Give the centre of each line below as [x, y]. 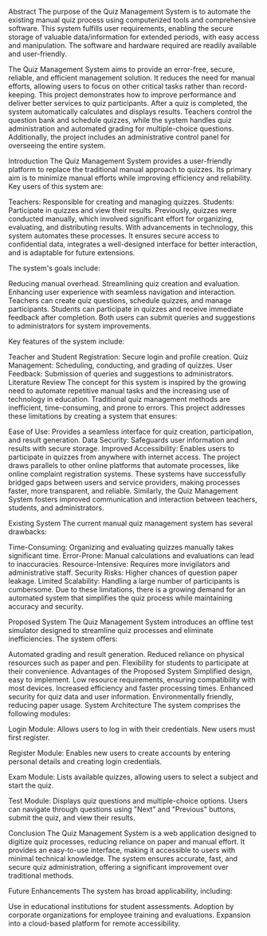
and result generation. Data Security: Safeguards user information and [124, 440]
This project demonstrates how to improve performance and [137, 94]
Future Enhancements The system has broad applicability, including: [120, 891]
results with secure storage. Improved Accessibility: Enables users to [122, 448]
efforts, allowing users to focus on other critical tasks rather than [115, 86]
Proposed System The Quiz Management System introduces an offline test [131, 622]
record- [235, 86]
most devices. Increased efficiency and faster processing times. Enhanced [131, 688]
